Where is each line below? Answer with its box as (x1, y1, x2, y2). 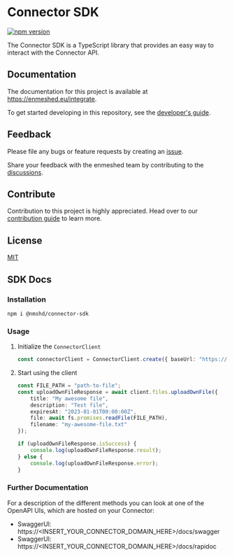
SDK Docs (7, 274, 52, 285)
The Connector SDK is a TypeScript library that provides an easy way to (7, 41, 214, 49)
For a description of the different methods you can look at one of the (7, 498, 205, 507)
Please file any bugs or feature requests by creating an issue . (7, 147, 184, 155)
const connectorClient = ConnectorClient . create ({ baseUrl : (17, 356, 196, 363)
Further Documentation (7, 483, 89, 493)
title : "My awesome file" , (30, 395, 109, 402)
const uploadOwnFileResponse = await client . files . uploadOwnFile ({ (17, 388, 219, 395)
